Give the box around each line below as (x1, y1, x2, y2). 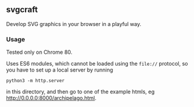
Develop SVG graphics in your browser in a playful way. (6, 20, 142, 27)
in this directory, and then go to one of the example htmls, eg (6, 88, 155, 95)
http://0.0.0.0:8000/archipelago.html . (6, 95, 96, 102)
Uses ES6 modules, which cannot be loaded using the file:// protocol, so (6, 60, 188, 67)
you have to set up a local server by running (6, 66, 114, 73)
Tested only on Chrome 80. (6, 48, 73, 56)
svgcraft (6, 5, 38, 15)
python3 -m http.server (6, 78, 65, 84)
